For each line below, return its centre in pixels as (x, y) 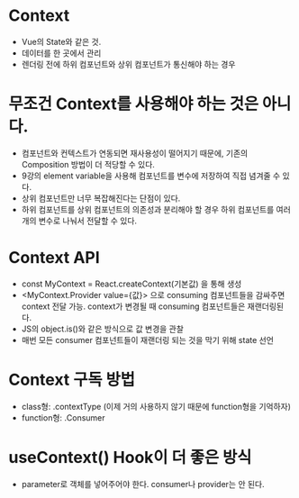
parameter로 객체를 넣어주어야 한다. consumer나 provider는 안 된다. (143, 484)
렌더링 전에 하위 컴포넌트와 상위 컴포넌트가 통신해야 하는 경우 (128, 64)
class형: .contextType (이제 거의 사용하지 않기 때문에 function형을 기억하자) (156, 406)
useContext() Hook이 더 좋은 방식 (130, 457)
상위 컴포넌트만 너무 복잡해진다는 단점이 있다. (101, 198)
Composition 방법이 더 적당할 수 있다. (88, 164)
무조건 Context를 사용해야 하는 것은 (133, 104)
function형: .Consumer (63, 417)
